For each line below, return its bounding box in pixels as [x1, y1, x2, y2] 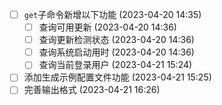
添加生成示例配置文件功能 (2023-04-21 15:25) [23, 71, 212, 83]
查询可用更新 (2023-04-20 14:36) [38, 21, 177, 33]
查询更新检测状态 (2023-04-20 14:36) [38, 34, 195, 46]
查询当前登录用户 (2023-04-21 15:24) [38, 59, 193, 71]
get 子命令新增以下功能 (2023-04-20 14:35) [23, 9, 202, 20]
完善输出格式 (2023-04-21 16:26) [23, 84, 161, 96]
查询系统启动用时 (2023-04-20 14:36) [38, 46, 195, 58]
